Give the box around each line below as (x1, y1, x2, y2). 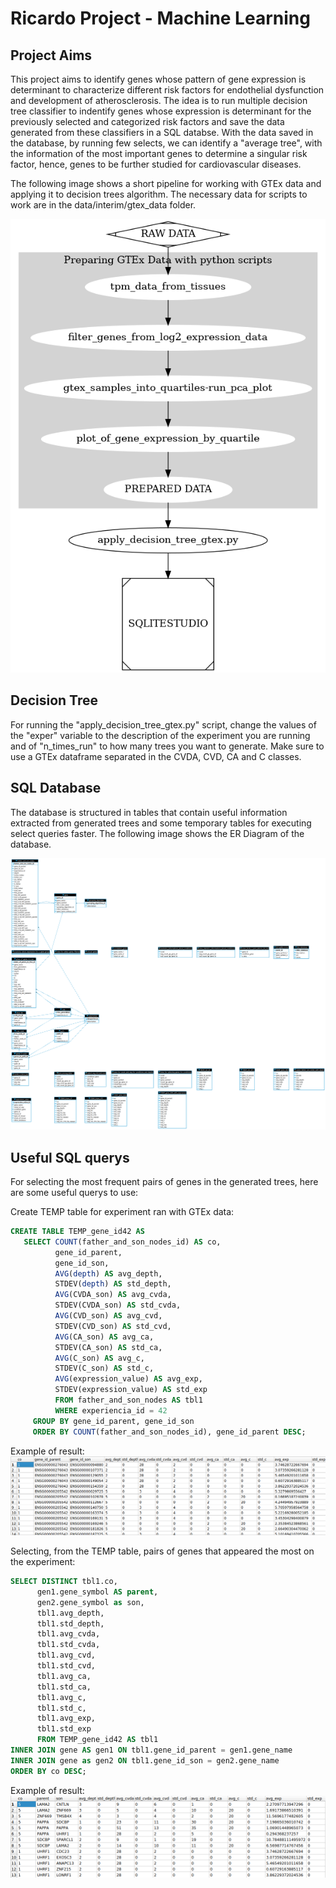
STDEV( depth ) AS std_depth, (54, 1279, 172, 1289)
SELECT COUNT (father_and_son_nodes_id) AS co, (23, 1237, 222, 1247)
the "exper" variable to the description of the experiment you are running (10, 729, 311, 741)
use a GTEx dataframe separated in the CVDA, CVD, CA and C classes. (10, 750, 302, 762)
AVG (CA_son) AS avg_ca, (54, 1332, 155, 1342)
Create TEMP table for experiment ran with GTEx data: (10, 1206, 235, 1218)
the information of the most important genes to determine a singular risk (10, 148, 308, 159)
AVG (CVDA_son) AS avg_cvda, (54, 1290, 172, 1300)
